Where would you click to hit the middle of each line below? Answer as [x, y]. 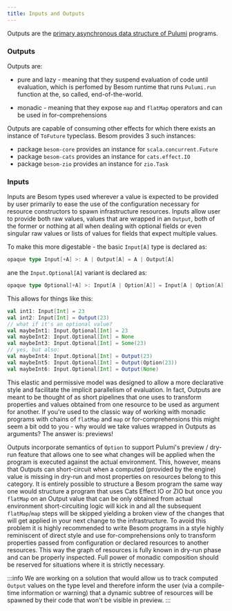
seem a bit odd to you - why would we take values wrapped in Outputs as [112, 426]
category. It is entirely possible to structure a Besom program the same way [115, 484]
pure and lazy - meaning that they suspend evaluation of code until [113, 79]
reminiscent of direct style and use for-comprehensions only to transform [112, 535]
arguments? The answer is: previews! [60, 433]
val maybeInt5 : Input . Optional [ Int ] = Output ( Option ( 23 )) [92, 363]
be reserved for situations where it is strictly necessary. [86, 565]
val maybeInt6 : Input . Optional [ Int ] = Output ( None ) [83, 369]
